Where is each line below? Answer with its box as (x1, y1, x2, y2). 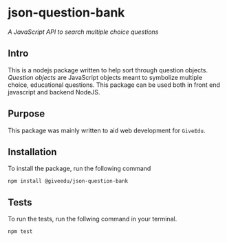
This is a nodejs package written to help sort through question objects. (8, 65, 208, 74)
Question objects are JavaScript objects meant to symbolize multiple (8, 73, 202, 81)
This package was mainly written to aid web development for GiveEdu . (8, 126, 206, 134)
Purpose (8, 108, 45, 120)
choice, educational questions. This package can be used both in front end (8, 81, 221, 89)
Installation (8, 146, 57, 158)
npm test (8, 228, 33, 235)
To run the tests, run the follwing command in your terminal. (8, 215, 177, 223)
